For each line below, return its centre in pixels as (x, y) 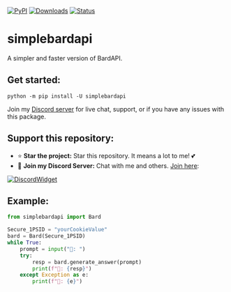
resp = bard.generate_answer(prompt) (87, 262)
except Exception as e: (54, 275)
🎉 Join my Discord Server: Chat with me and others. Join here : (108, 166)
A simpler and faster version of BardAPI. (65, 58)
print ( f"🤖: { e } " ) (57, 282)
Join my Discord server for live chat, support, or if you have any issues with (116, 109)
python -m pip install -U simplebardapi (67, 96)
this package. (27, 116)
